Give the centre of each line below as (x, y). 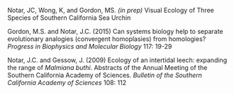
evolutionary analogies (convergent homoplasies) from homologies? (107, 39)
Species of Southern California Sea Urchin (69, 18)
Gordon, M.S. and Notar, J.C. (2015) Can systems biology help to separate (115, 31)
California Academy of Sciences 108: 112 (67, 83)
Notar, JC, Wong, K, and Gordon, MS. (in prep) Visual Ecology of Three (111, 10)
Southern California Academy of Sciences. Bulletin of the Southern (105, 75)
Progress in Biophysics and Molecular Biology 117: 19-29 (90, 46)
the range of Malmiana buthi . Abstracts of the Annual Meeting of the (107, 67)
